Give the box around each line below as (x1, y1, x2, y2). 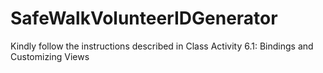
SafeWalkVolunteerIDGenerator (10, 7, 278, 30)
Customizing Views (10, 50, 90, 62)
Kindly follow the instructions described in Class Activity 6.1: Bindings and (10, 40, 314, 52)
